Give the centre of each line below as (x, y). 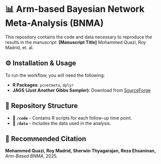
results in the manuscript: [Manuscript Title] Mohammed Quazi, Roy (76, 42)
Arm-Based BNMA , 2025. (31, 156)
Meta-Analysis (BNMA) (54, 23)
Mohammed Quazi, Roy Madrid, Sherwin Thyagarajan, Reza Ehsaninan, (80, 151)
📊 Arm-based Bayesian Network (75, 9)
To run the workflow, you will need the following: (55, 75)
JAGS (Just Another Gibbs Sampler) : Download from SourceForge (81, 90)
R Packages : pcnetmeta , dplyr (43, 85)
